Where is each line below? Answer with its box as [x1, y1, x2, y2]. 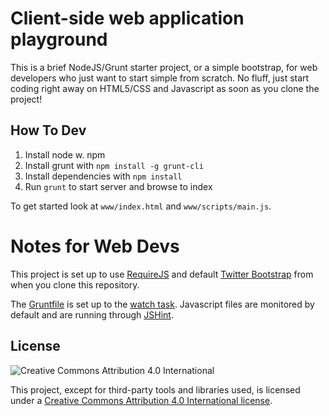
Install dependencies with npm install [24, 170, 183, 182]
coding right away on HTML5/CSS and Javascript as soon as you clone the [10, 82, 320, 94]
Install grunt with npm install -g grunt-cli [24, 159, 204, 171]
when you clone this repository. [10, 278, 140, 291]
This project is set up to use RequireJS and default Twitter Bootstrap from [10, 268, 314, 280]
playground [10, 28, 108, 51]
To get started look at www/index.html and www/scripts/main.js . [10, 200, 272, 212]
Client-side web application [10, 7, 245, 30]
